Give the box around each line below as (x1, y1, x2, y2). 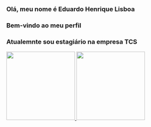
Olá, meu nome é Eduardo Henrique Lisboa (6, 5, 135, 13)
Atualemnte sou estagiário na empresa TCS (6, 37, 138, 46)
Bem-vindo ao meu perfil (6, 21, 82, 29)
